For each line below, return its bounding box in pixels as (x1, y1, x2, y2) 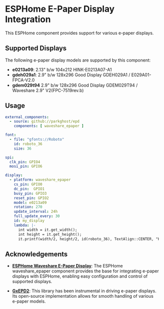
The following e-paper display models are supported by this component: (5, 57, 151, 63)
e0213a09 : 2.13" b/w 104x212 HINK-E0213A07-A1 (12, 66, 112, 72)
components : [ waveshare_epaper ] (14, 124, 84, 129)
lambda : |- (14, 222, 36, 228)
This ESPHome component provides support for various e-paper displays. (5, 30, 154, 36)
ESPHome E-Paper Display (5, 3, 115, 15)
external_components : (5, 114, 49, 119)
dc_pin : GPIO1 (14, 186, 45, 191)
